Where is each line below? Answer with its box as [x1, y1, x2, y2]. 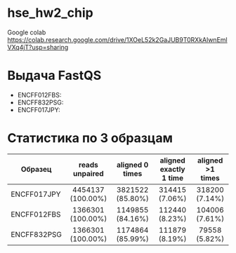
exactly [159, 164, 185, 174]
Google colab [7, 28, 46, 36]
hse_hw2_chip [7, 5, 93, 21]
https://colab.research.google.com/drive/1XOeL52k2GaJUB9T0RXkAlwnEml [7, 35, 228, 43]
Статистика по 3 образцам [7, 130, 173, 146]
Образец [20, 164, 52, 174]
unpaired [72, 168, 104, 178]
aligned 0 [116, 160, 149, 170]
